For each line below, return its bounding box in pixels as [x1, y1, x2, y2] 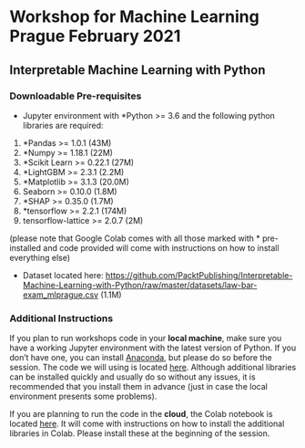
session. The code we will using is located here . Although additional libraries [9, 362, 297, 373]
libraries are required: [22, 120, 104, 130]
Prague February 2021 [9, 26, 181, 47]
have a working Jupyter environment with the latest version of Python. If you [9, 342, 297, 353]
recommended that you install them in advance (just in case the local [9, 381, 269, 392]
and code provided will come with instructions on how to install [43, 242, 280, 253]
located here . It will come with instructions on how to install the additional [9, 418, 285, 430]
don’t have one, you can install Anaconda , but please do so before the [9, 352, 272, 363]
